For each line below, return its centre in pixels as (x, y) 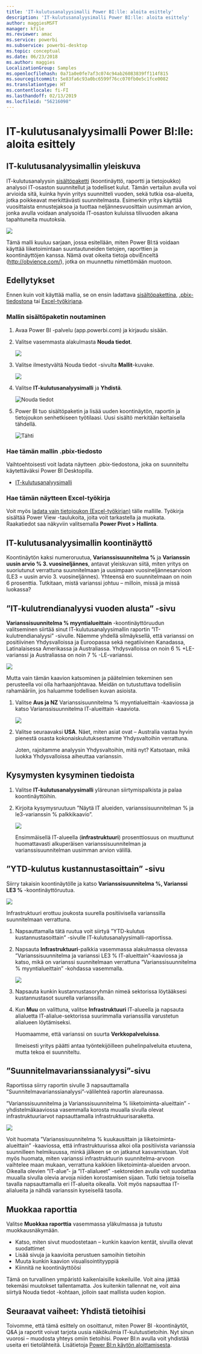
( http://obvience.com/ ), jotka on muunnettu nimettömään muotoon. (90, 261)
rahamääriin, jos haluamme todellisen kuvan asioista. (72, 690)
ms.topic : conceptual (33, 51)
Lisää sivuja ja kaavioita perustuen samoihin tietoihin (80, 1255)
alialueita (17, 1191)
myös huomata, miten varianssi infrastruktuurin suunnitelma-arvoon (90, 1159)
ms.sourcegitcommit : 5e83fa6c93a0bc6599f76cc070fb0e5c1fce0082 (87, 79)
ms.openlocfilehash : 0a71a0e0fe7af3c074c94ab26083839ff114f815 (87, 74)
